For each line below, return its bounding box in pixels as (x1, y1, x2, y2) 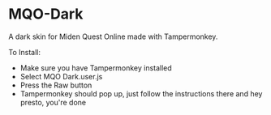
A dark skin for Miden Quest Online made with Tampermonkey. (8, 32, 218, 41)
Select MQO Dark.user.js (19, 71, 103, 81)
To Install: (8, 47, 41, 57)
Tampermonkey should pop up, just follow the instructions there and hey (19, 88, 263, 98)
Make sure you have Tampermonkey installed (19, 62, 172, 73)
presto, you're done (19, 97, 87, 107)
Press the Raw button (19, 80, 92, 90)
